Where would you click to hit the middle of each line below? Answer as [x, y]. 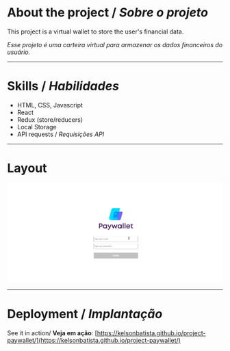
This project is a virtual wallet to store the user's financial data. [95, 31]
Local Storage [37, 127]
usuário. [19, 52]
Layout [27, 168]
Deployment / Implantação [85, 314]
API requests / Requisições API [61, 134]
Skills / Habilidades [63, 86]
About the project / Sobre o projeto [108, 13]
